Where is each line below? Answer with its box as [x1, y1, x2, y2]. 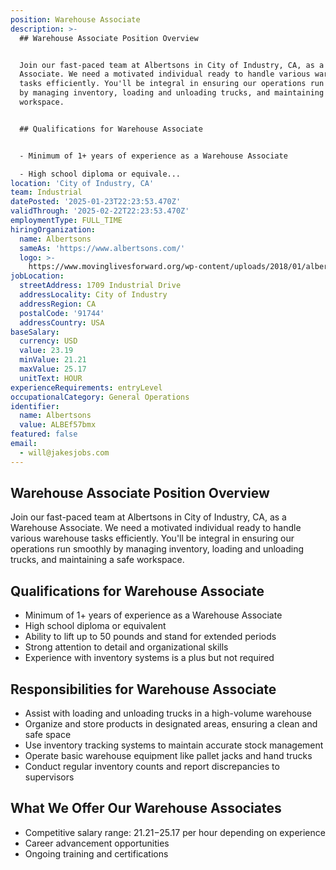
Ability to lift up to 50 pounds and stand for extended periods [24, 631, 277, 643]
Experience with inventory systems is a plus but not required [24, 652, 275, 664]
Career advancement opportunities [24, 837, 170, 849]
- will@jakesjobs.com [19, 447, 110, 458]
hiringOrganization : [10, 224, 97, 235]
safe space [24, 729, 72, 741]
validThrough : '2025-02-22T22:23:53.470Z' [10, 206, 190, 216]
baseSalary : [10, 327, 60, 337]
